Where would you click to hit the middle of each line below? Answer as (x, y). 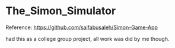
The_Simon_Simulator (61, 11)
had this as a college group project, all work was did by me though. (87, 39)
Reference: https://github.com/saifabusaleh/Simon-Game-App (82, 27)
